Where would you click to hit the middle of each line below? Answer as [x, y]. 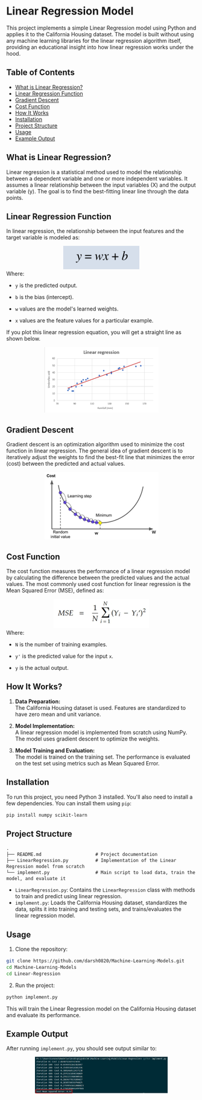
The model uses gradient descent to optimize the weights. [87, 739]
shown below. [24, 338]
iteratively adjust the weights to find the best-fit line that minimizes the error [100, 457]
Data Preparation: [38, 701]
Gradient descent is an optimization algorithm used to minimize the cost [96, 445]
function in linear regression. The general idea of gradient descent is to [95, 451]
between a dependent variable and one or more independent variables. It [97, 178]
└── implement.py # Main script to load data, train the [101, 873]
